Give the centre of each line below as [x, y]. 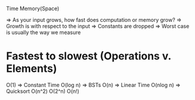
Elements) [32, 69]
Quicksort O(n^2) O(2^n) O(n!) [43, 91]
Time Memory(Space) [33, 9]
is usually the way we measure [43, 32]
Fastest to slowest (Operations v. [89, 56]
